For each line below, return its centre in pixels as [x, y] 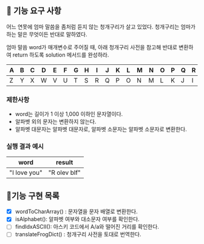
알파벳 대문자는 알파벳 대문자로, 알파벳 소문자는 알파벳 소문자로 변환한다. [101, 129]
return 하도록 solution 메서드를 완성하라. [61, 55]
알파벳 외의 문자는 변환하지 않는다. [56, 122]
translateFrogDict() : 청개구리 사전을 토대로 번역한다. [78, 234]
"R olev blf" [64, 173]
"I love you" [26, 173]
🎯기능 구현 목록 [33, 196]
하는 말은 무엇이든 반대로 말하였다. [47, 34]
